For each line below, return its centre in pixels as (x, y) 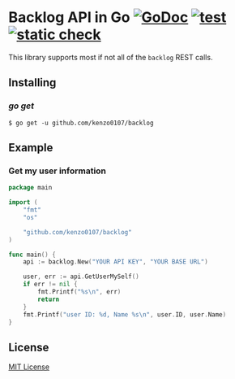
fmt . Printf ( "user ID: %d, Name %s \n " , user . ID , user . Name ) (125, 314)
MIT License (29, 367)
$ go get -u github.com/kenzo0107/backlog (81, 123)
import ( (23, 203)
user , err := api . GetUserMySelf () (81, 277)
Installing (32, 83)
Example (31, 148)
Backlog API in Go (69, 17)
